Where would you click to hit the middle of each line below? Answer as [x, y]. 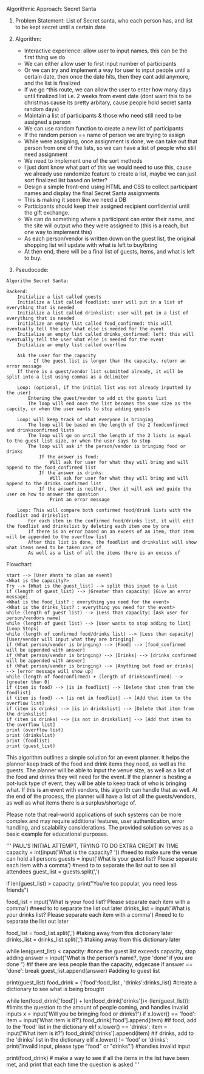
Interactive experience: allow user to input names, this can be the [106, 51]
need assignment [46, 154]
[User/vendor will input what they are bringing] [70, 639]
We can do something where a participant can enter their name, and [110, 219]
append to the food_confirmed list [51, 468]
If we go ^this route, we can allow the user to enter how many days [108, 90]
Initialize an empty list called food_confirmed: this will [95, 324]
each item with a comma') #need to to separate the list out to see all [91, 865]
